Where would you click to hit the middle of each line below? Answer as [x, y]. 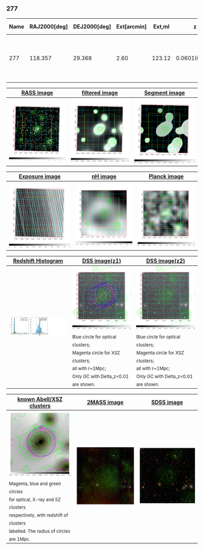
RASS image [37, 93]
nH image [104, 176]
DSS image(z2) [165, 261]
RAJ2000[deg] [49, 27]
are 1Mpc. [19, 539]
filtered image [100, 93]
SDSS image [167, 402]
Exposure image [39, 176]
